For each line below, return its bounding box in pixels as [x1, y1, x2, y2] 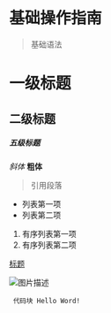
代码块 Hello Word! [12, 297, 81, 306]
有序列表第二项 [21, 240, 77, 250]
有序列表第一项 [21, 229, 77, 240]
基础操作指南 [9, 8, 103, 28]
